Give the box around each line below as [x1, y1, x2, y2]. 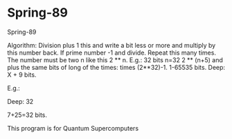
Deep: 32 [7, 97, 34, 105]
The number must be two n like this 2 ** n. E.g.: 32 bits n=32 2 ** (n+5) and [7, 55, 224, 64]
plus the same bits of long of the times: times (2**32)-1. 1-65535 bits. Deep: [7, 63, 226, 71]
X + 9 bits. [7, 71, 37, 79]
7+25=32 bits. [7, 111, 47, 119]
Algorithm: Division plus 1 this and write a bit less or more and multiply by [7, 41, 216, 49]
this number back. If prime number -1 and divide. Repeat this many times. [7, 48, 217, 57]
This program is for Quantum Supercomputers [7, 124, 139, 132]
